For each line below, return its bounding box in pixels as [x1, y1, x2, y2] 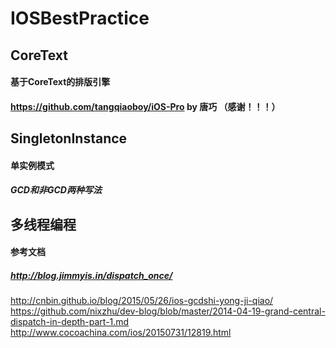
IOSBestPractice [10, 7, 150, 30]
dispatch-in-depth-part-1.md [10, 316, 130, 328]
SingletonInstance [10, 130, 128, 147]
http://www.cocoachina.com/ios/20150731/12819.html [10, 327, 232, 339]
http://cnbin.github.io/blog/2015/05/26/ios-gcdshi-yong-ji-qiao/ [10, 295, 274, 307]
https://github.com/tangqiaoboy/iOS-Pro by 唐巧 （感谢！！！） [10, 100, 281, 112]
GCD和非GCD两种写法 [10, 184, 102, 196]
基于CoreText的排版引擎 [10, 76, 111, 88]
